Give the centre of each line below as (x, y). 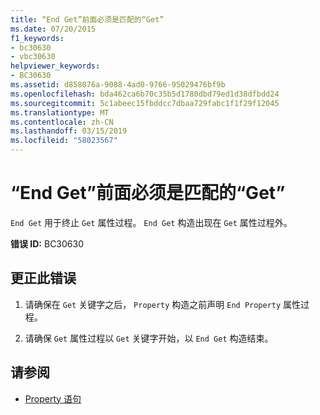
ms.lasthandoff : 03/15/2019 (69, 131)
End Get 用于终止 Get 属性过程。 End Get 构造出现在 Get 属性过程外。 (151, 222)
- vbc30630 (33, 57)
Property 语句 (53, 398)
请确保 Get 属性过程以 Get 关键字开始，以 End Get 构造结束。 (149, 338)
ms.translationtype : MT (60, 112)
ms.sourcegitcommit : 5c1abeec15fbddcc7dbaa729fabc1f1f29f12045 (145, 103)
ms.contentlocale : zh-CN (62, 122)
